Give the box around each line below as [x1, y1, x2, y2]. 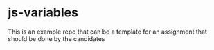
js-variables [8, 5, 79, 21]
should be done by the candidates [8, 34, 105, 42]
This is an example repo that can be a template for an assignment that [8, 27, 207, 36]
